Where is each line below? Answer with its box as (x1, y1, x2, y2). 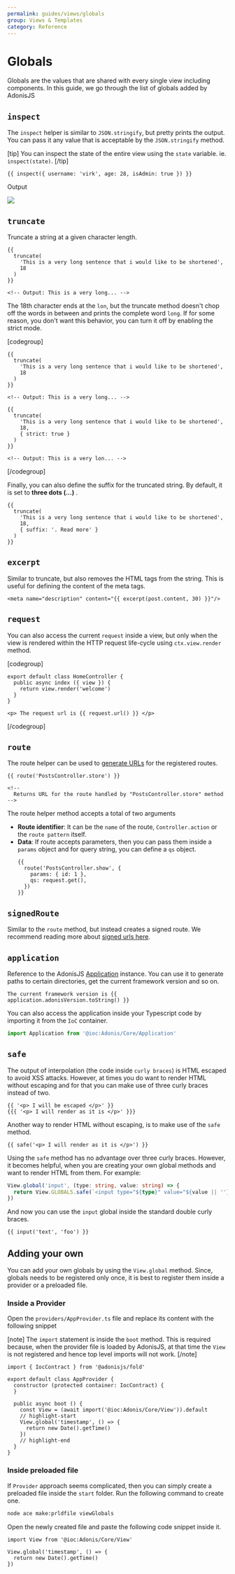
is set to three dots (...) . (7, 488, 78, 497)
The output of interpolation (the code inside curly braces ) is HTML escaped (7, 1066, 227, 1075)
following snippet (7, 1321, 57, 1330)
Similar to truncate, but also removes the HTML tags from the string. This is (7, 574, 224, 583)
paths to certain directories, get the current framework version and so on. (7, 977, 220, 985)
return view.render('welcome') (20, 685, 111, 693)
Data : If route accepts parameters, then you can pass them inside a (17, 837, 212, 846)
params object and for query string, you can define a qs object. (17, 845, 197, 853)
